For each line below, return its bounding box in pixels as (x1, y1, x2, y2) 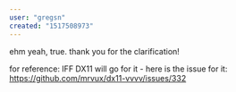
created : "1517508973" (9, 21, 94, 30)
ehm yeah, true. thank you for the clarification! (9, 46, 181, 56)
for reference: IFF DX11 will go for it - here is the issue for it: (9, 63, 228, 74)
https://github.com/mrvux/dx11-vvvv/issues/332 (9, 72, 187, 83)
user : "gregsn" (9, 13, 66, 22)
